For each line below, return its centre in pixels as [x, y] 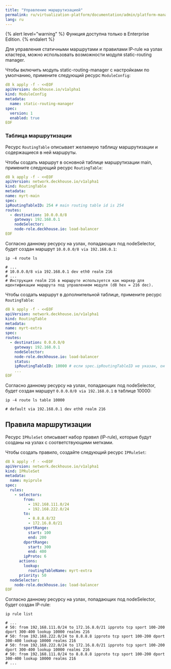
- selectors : [28, 495]
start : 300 [39, 547]
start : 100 [39, 533]
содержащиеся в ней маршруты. [41, 152]
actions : [28, 561]
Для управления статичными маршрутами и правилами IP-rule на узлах [84, 49]
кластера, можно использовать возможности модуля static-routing [78, 55]
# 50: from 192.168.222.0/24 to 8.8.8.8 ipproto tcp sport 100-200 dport [85, 636]
